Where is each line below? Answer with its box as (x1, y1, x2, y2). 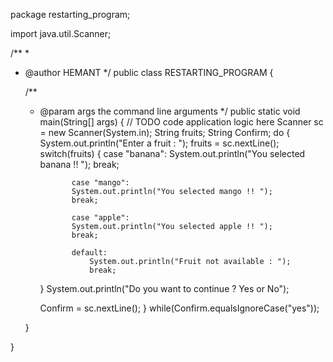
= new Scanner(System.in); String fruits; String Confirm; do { (39, 127, 291, 138)
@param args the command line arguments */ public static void (39, 105, 301, 117)
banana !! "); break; (39, 159, 120, 170)
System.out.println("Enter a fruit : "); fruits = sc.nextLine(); (39, 137, 280, 149)
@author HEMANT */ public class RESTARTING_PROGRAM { (24, 67, 274, 78)
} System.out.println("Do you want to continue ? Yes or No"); (39, 283, 290, 294)
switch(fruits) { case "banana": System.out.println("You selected (39, 148, 306, 159)
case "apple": (71, 213, 130, 223)
